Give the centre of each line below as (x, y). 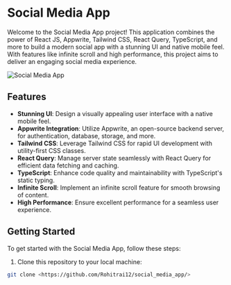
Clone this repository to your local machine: (79, 261)
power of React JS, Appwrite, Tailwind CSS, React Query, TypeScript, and (112, 39)
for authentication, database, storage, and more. (86, 136)
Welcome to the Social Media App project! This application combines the (111, 32)
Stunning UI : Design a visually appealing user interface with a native (115, 113)
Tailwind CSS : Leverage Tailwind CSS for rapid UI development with (115, 143)
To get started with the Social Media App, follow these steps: (94, 248)
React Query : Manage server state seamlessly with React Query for (114, 158)
